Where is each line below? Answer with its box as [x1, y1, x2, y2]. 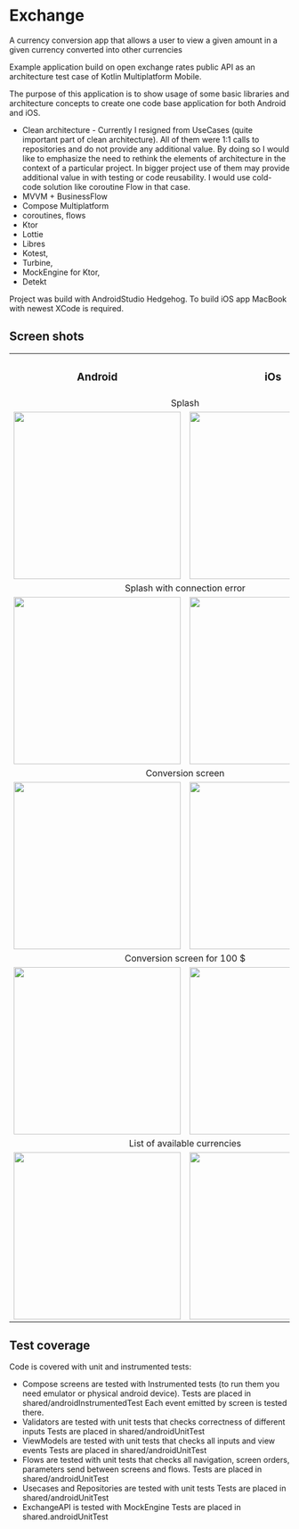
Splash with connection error [124, 582, 246, 594]
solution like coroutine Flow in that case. [43, 181, 191, 192]
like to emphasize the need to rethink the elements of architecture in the [21, 153, 287, 163]
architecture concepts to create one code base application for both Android [9, 97, 287, 108]
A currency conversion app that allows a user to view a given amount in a [9, 35, 278, 45]
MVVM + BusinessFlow [21, 191, 109, 202]
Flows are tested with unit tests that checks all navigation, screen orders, [21, 1455, 290, 1466]
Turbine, [21, 257, 53, 268]
